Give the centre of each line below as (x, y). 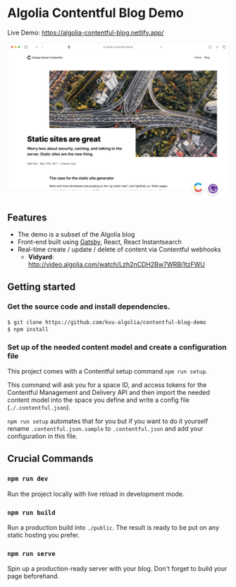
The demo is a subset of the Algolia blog (76, 235)
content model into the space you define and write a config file (99, 400)
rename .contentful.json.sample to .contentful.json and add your (105, 429)
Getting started (42, 286)
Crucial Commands (50, 458)
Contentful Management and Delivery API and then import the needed (108, 393)
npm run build (31, 512)
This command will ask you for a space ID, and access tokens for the (107, 385)
